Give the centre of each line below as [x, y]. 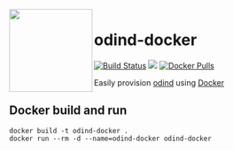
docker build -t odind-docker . [69, 131]
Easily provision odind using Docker [159, 82]
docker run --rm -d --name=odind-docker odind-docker [111, 139]
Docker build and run [68, 111]
